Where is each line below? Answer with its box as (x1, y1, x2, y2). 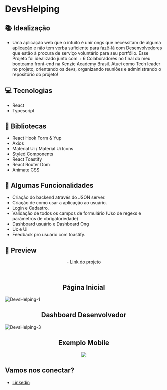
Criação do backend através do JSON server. (12, 194, 106, 200)
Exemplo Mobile (58, 339, 110, 347)
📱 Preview (5, 246, 37, 255)
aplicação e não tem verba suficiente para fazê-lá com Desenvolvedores (12, 45, 162, 51)
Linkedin (12, 379, 30, 385)
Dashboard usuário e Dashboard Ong (12, 221, 89, 227)
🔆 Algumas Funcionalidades (5, 181, 94, 190)
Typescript (12, 107, 35, 113)
